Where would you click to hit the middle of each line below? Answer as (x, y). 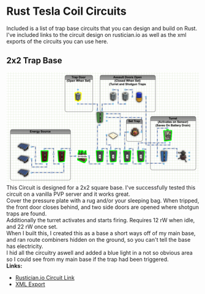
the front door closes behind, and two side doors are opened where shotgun (102, 207)
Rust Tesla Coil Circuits (66, 11)
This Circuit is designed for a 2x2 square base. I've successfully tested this (101, 188)
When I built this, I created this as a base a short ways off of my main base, (101, 233)
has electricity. (25, 246)
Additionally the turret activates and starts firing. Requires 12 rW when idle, (101, 220)
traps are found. (27, 214)
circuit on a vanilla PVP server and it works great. (68, 194)
